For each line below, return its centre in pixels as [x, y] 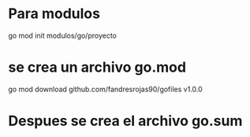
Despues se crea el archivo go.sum [125, 121]
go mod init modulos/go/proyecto [62, 35]
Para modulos [54, 14]
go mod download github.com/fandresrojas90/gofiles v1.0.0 [105, 89]
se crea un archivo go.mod [97, 67]
